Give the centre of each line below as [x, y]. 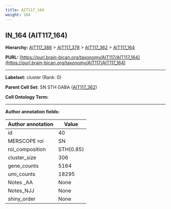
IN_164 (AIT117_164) [36, 35]
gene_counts [23, 166]
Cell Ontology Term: [27, 97]
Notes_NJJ [21, 191]
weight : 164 [18, 15]
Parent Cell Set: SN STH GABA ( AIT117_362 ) [51, 87]
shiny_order [22, 199]
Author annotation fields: [33, 112]
